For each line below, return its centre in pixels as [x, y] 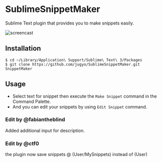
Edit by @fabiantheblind [35, 119]
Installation [23, 48]
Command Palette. [32, 101]
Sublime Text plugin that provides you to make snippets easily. [70, 23]
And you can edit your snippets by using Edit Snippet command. [80, 106]
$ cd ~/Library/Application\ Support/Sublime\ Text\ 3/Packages [74, 60]
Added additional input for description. [45, 130]
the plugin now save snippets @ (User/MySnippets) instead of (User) [76, 154]
